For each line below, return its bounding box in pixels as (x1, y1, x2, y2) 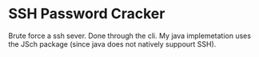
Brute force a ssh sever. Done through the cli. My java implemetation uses (8, 31, 252, 40)
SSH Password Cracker (8, 5, 165, 23)
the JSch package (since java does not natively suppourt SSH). (8, 39, 217, 48)
